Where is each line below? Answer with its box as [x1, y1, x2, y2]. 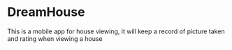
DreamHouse [7, 4, 85, 20]
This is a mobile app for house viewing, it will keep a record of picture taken [7, 27, 225, 35]
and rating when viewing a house [7, 34, 103, 42]
